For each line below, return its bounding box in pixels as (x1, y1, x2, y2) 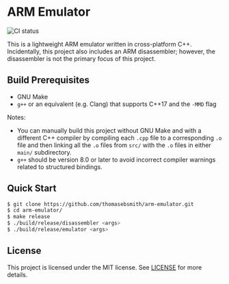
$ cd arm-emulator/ (7, 207, 63, 214)
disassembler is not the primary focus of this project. (7, 54, 156, 62)
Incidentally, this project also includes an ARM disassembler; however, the (7, 47, 215, 55)
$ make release (7, 214, 51, 220)
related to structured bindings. (16, 162, 103, 171)
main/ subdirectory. (16, 148, 72, 156)
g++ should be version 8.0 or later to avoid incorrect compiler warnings (16, 155, 216, 164)
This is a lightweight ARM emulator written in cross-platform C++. (7, 40, 192, 48)
